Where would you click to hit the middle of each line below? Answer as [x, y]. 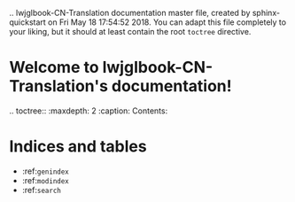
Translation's [59, 86]
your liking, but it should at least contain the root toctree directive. [130, 31]
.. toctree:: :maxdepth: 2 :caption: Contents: [89, 111]
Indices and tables [78, 147]
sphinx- [266, 13]
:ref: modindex [45, 180]
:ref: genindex [45, 171]
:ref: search [42, 190]
